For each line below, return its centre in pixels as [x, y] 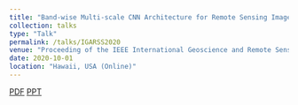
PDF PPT [26, 91]
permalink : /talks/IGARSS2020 [65, 42]
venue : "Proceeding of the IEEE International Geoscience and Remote [141, 50]
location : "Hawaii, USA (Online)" [73, 67]
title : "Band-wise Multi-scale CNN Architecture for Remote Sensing [138, 17]
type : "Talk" [33, 34]
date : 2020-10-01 [41, 58]
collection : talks [43, 26]
